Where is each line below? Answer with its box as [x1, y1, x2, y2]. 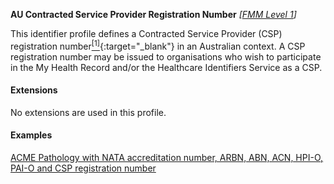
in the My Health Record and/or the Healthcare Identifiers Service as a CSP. [10, 61, 323, 73]
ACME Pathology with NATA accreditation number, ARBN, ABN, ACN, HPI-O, [10, 152, 324, 164]
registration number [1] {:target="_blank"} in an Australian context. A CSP [10, 39, 306, 52]
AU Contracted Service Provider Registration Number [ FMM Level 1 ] [10, 9, 297, 20]
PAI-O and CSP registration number [10, 162, 157, 174]
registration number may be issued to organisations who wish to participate [10, 50, 322, 63]
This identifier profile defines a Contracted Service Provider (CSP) [10, 28, 283, 39]
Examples [10, 129, 53, 141]
